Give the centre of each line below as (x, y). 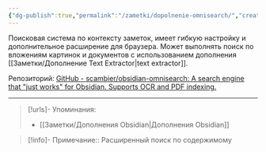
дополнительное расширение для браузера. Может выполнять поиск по (131, 46)
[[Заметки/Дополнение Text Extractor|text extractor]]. (98, 63)
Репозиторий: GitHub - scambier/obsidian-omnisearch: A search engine (126, 78)
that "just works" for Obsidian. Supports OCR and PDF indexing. (112, 87)
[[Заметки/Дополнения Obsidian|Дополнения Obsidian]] (134, 124)
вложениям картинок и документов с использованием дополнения (122, 54)
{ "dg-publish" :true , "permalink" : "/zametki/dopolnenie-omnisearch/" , (123, 15)
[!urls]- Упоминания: (62, 109)
